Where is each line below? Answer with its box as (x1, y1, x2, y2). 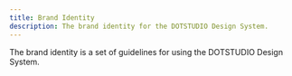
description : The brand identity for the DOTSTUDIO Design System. (9, 22, 269, 31)
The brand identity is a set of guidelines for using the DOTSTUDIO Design (9, 46, 283, 57)
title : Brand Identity (9, 13, 95, 23)
